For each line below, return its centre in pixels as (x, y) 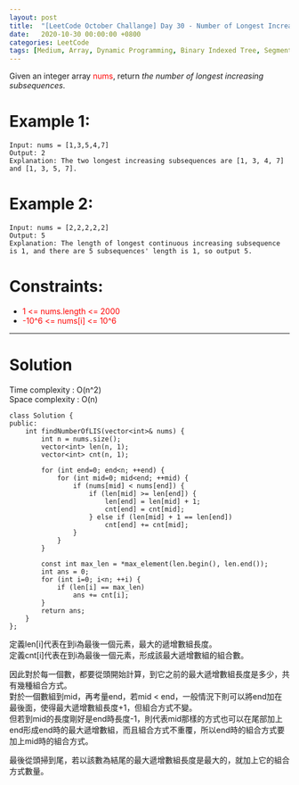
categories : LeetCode (49, 42)
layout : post (33, 17)
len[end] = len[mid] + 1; (153, 501)
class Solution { (41, 416)
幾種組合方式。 (44, 685)
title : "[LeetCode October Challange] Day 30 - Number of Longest (137, 26)
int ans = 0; (65, 572)
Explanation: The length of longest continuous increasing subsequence (145, 244)
